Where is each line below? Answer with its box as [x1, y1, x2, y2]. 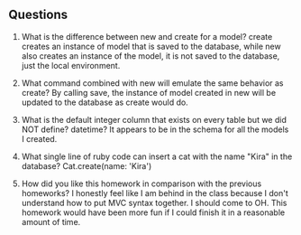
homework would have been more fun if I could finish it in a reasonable [21, 207, 286, 218]
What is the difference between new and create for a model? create [21, 31, 273, 42]
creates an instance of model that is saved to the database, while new [21, 41, 281, 52]
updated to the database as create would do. [21, 97, 188, 108]
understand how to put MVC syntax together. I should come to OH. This [21, 197, 287, 208]
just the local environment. [21, 60, 121, 70]
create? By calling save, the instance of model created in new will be [21, 87, 277, 98]
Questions [8, 7, 68, 23]
